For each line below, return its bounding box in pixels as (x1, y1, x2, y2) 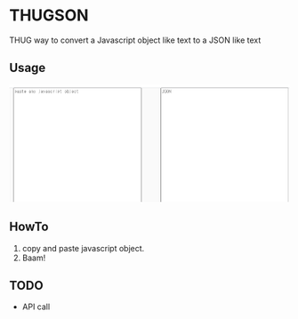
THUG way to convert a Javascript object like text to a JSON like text (9, 35, 262, 45)
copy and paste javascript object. (21, 243, 145, 253)
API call (21, 301, 51, 312)
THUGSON (9, 5, 89, 26)
